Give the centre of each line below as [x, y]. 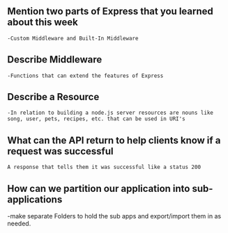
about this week [43, 23]
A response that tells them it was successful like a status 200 [104, 167]
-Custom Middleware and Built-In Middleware [73, 38]
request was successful [60, 151]
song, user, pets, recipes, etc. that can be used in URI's [97, 119]
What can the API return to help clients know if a [114, 140]
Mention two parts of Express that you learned [111, 11]
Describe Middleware [55, 59]
